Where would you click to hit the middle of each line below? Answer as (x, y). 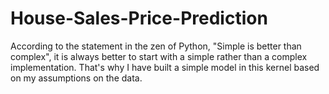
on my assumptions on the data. (76, 78)
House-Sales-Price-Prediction (139, 18)
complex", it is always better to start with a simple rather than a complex (159, 56)
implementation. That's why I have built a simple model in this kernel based (165, 67)
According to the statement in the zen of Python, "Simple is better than (156, 46)
